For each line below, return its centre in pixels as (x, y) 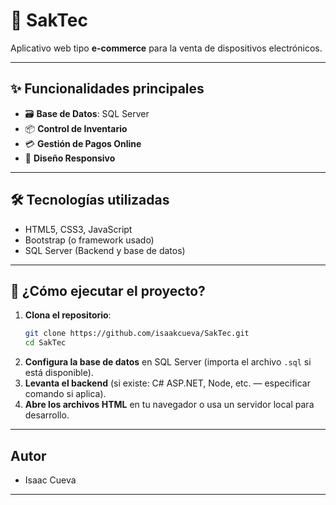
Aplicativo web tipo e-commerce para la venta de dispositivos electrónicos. (166, 48)
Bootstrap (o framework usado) (89, 240)
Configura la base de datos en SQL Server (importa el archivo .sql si (168, 362)
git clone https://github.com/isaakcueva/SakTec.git (137, 334)
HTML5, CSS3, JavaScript (78, 229)
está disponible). (59, 373)
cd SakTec (45, 343)
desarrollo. (47, 415)
